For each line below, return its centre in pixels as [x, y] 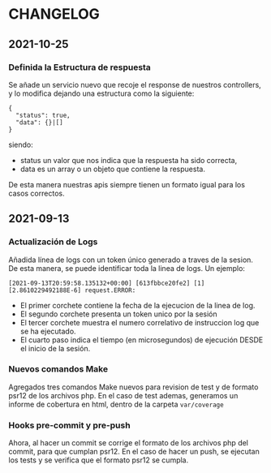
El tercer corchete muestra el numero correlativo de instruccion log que [140, 322]
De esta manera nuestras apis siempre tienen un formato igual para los [127, 184]
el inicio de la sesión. [55, 348]
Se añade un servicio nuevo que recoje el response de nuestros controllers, [135, 84]
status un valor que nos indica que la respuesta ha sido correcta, [129, 160]
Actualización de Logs [53, 242]
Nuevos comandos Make [58, 369]
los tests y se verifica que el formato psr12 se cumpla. [99, 460]
